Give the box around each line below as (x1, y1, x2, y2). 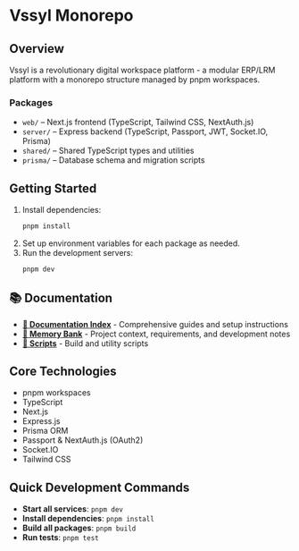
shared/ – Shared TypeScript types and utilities (21, 145, 195, 157)
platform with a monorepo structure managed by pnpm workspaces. (9, 74, 261, 85)
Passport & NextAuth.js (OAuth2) (21, 435, 144, 445)
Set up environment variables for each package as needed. (21, 238, 241, 249)
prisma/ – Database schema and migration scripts (21, 155, 205, 165)
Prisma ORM (21, 426, 69, 437)
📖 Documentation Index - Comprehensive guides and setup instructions (21, 318, 288, 329)
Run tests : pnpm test (21, 532, 100, 543)
